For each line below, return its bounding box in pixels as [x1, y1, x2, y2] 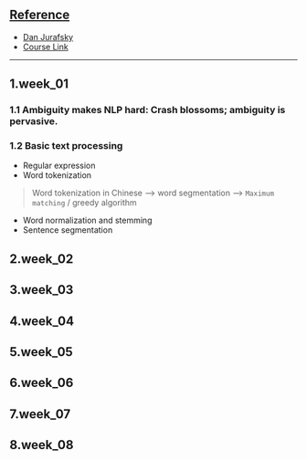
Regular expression [22, 160, 96, 172]
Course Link [22, 41, 69, 52]
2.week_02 [9, 251, 74, 267]
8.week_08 [9, 437, 74, 453]
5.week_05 [9, 344, 73, 360]
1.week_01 [9, 77, 69, 92]
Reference [9, 7, 70, 23]
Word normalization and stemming [22, 214, 153, 226]
